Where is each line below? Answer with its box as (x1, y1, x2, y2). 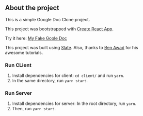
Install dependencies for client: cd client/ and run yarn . (12, 73, 125, 78)
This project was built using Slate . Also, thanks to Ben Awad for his (5, 44, 138, 50)
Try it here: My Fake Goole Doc (5, 35, 67, 41)
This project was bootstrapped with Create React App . (5, 26, 114, 32)
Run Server (5, 90, 32, 97)
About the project (5, 4, 60, 12)
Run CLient (5, 62, 32, 68)
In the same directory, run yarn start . (12, 78, 88, 84)
